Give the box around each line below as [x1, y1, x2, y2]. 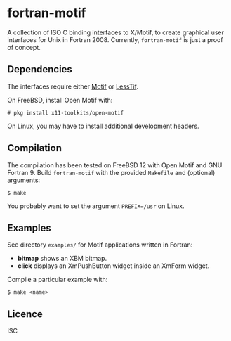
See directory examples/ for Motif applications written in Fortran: [7, 240, 193, 249]
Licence [7, 308, 44, 320]
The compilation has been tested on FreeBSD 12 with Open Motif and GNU [7, 160, 223, 169]
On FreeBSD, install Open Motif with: [7, 96, 113, 104]
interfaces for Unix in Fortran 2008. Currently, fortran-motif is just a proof [7, 35, 223, 44]
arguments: [7, 176, 41, 184]
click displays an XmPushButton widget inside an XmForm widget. [17, 262, 210, 270]
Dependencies [7, 63, 72, 75]
